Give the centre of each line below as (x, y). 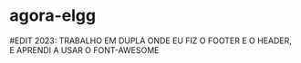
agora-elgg (53, 16)
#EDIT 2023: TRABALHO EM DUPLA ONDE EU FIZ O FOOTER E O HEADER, (150, 40)
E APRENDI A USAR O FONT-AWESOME (84, 49)
